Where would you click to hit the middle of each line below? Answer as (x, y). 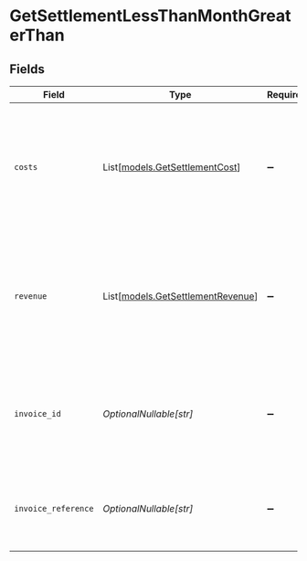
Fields (27, 69)
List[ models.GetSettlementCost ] (172, 167)
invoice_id (37, 413)
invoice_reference (54, 508)
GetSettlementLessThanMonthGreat (150, 16)
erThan (37, 35)
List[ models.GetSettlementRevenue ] (180, 296)
